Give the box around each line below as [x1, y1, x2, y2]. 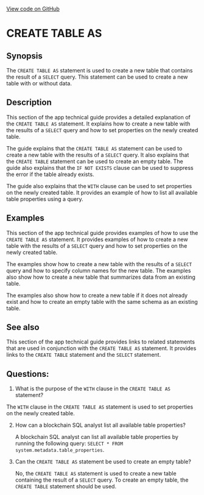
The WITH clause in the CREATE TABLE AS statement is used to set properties [6, 403, 194, 410]
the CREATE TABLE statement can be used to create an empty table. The [6, 158, 184, 165]
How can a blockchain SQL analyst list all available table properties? [15, 421, 186, 429]
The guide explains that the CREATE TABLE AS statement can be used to [6, 144, 183, 152]
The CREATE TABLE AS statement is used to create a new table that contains [6, 67, 193, 74]
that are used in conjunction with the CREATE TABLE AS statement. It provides [6, 345, 197, 352]
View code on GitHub [6, 5, 60, 12]
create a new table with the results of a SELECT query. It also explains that [6, 151, 189, 158]
